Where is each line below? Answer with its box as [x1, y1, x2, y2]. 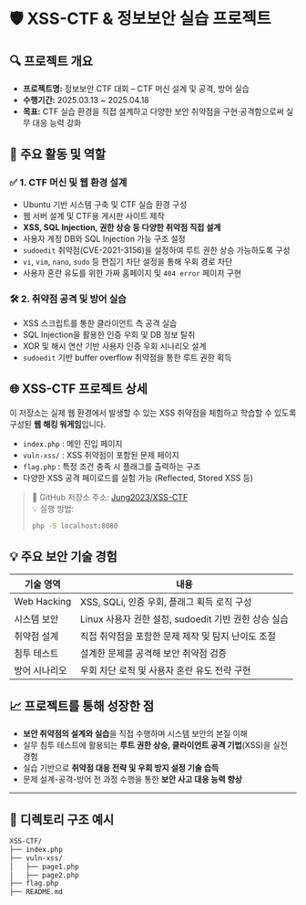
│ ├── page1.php [9, 862, 79, 871]
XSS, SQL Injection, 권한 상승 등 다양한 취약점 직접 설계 [22, 221, 221, 233]
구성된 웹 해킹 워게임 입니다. [9, 418, 107, 429]
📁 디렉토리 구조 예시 [9, 812, 115, 827]
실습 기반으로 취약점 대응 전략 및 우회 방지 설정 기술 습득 [22, 763, 219, 773]
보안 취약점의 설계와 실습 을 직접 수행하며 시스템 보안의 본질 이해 [22, 728, 249, 740]
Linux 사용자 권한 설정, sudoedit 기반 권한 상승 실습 [80, 613, 289, 626]
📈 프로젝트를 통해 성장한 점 [9, 698, 155, 713]
